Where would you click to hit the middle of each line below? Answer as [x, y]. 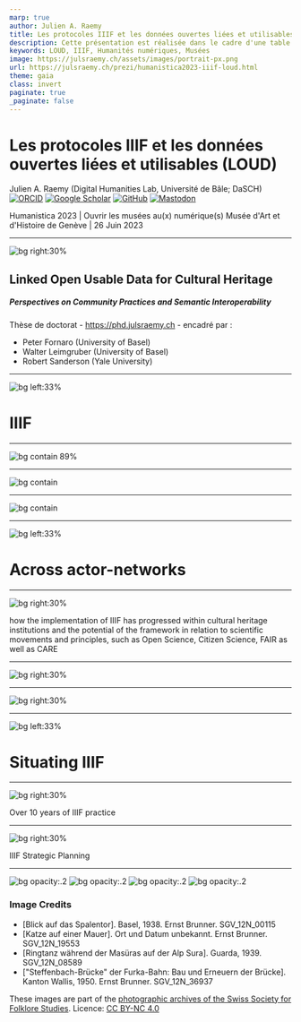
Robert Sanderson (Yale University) [87, 361]
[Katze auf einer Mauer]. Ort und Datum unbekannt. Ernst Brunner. [145, 933]
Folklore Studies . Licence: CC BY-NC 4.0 [84, 1008]
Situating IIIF [57, 762]
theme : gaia [31, 76]
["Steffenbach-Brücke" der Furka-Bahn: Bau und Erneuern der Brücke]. [154, 972]
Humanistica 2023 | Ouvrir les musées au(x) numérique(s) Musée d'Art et [145, 216]
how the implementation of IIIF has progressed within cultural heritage [139, 620]
